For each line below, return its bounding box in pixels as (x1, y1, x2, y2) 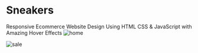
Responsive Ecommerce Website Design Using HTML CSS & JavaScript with (6, 23, 192, 30)
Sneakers (6, 4, 54, 17)
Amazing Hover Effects (6, 29, 63, 36)
